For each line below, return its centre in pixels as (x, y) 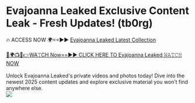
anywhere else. (24, 88)
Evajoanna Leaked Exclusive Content (98, 11)
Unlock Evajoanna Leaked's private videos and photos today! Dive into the (95, 75)
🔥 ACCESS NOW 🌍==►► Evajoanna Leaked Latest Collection (81, 40)
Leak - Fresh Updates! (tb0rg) (79, 23)
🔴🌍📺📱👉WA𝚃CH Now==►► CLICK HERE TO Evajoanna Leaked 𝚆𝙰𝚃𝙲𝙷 (94, 54)
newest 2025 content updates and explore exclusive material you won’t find (97, 82)
